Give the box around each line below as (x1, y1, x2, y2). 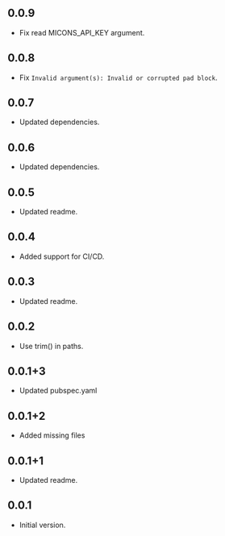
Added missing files (19, 430, 85, 440)
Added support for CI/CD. (19, 251, 105, 261)
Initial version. (19, 520, 66, 530)
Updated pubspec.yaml (19, 386, 98, 396)
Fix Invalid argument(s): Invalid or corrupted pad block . (19, 73, 219, 82)
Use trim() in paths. (19, 341, 84, 351)
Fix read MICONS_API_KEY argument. (19, 27, 145, 37)
